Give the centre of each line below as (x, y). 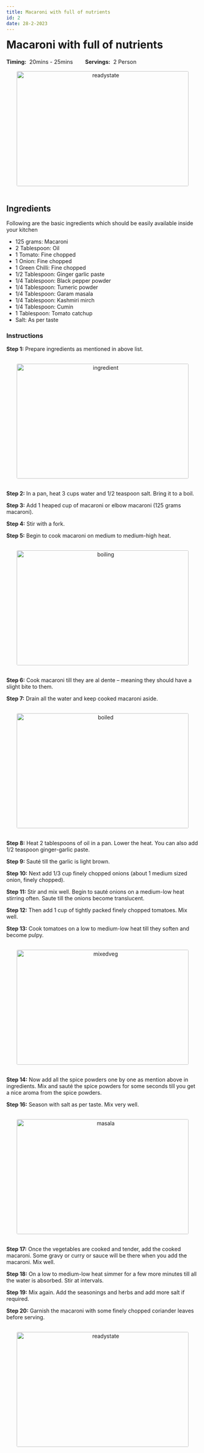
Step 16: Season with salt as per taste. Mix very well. (73, 1105)
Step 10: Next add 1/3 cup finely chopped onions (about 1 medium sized (97, 873)
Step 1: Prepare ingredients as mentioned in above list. (75, 349)
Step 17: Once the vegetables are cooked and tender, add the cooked (94, 1249)
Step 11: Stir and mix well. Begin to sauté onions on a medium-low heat (95, 892)
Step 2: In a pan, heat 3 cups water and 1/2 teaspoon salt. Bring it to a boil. (100, 494)
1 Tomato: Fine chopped (46, 255)
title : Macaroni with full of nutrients (59, 12)
